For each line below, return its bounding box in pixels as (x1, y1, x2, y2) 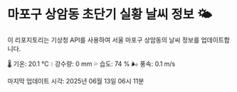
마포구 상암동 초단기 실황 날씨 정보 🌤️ (7, 6, 212, 23)
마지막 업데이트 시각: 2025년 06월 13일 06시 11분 (7, 76, 144, 85)
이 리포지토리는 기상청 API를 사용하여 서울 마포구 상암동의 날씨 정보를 (7, 35, 200, 44)
